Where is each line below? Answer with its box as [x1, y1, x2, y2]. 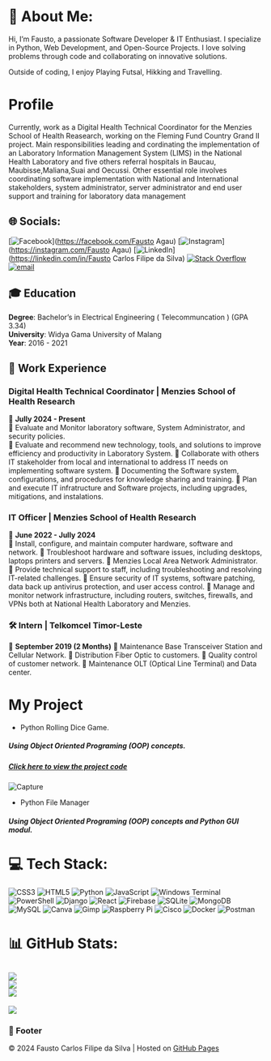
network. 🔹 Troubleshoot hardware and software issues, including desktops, [8, 547, 263, 558]
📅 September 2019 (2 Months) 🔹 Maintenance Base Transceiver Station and [8, 641, 263, 651]
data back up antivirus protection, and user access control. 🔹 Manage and [8, 582, 255, 592]
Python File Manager [19, 798, 91, 807]
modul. [8, 824, 33, 834]
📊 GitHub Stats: [8, 934, 119, 952]
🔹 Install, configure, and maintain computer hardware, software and [8, 539, 233, 549]
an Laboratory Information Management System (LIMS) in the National [8, 148, 243, 157]
